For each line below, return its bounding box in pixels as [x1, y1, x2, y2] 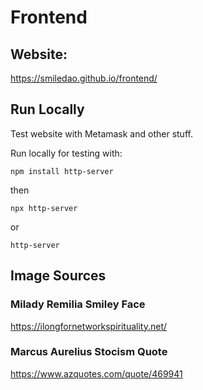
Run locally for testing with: [10, 147, 123, 159]
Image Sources [10, 267, 107, 285]
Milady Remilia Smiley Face [10, 297, 146, 311]
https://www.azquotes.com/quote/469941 [10, 367, 183, 380]
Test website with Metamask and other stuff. [10, 127, 193, 140]
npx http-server [10, 203, 78, 213]
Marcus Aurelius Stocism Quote [10, 345, 168, 359]
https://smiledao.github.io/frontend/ [10, 72, 158, 84]
